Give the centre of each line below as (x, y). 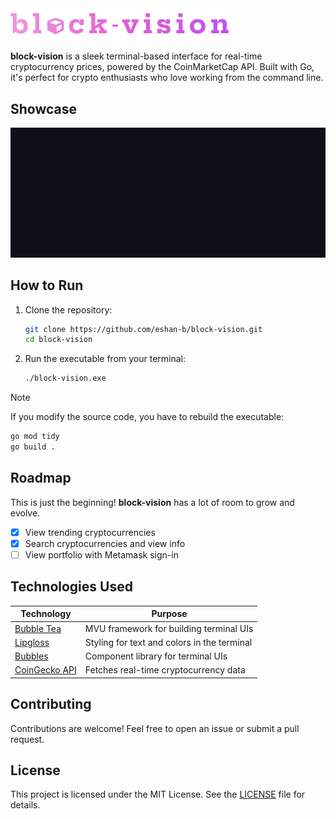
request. (27, 739)
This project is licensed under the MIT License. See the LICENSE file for (158, 794)
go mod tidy (35, 437)
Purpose (169, 614)
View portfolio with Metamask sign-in (101, 554)
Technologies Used (71, 587)
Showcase (44, 108)
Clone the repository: (68, 309)
